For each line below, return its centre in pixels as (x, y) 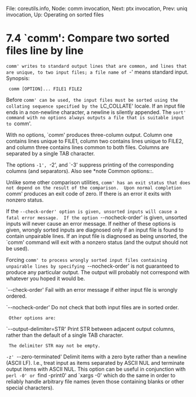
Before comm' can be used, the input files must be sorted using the (92, 99)
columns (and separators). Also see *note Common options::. (80, 171)
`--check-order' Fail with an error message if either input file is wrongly (92, 289)
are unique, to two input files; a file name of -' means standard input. (97, 72)
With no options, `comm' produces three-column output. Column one (89, 134)
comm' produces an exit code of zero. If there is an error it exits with (89, 194)
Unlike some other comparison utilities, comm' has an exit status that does (98, 182)
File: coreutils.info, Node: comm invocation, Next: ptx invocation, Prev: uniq (97, 8)
